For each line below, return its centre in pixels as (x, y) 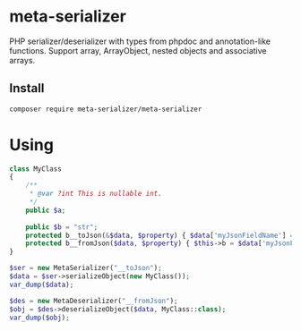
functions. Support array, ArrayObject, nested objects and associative (138, 50)
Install (27, 88)
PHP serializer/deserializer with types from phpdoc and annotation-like (140, 41)
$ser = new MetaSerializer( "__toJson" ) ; (86, 268)
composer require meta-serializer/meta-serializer (106, 109)
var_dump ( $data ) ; (42, 284)
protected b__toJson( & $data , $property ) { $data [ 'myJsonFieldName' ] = (160, 235)
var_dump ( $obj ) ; (39, 318)
